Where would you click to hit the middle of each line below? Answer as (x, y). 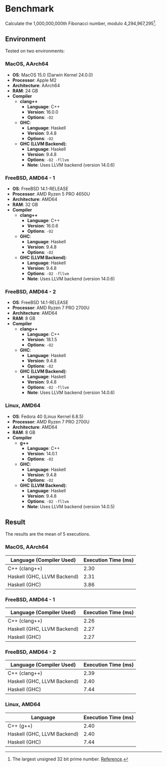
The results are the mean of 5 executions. (48, 534)
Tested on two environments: (35, 51)
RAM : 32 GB (25, 204)
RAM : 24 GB (25, 91)
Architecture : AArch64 (36, 85)
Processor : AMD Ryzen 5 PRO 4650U (51, 194)
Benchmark (30, 9)
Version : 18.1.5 (42, 340)
